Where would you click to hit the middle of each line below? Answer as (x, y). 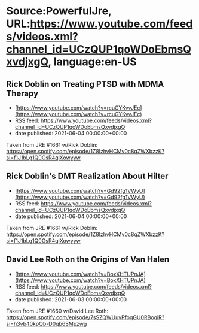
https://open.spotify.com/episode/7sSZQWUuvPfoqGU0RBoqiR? (85, 317)
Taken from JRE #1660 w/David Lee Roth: (57, 311)
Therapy (22, 93)
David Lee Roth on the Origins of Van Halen (88, 260)
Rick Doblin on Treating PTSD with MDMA (85, 84)
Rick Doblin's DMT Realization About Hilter (87, 176)
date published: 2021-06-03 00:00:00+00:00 (71, 299)
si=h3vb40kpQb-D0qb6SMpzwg (47, 323)
